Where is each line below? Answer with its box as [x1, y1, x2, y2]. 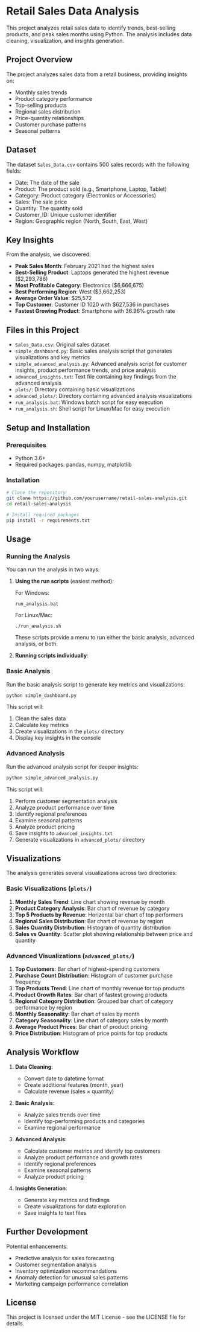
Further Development [6, 1227, 89, 1237]
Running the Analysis [6, 552, 70, 560]
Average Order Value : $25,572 [14, 295, 92, 302]
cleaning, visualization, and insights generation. [6, 37, 125, 44]
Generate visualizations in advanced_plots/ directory [14, 836, 145, 843]
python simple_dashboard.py [6, 693, 77, 699]
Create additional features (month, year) [23, 1081, 124, 1088]
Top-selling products [14, 101, 67, 109]
